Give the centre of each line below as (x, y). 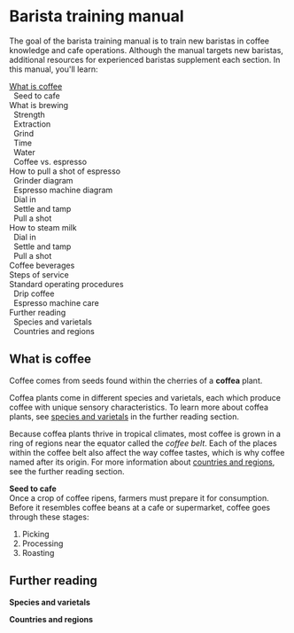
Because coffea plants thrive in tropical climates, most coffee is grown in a (145, 434)
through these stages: (49, 517)
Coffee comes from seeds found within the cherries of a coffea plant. (136, 380)
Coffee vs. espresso (50, 161)
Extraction (32, 124)
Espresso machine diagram (63, 190)
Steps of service (39, 274)
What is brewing (39, 105)
